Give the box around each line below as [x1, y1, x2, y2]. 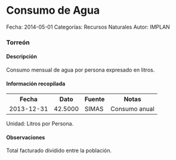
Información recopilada [6, 80, 66, 87]
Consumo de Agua [6, 4, 100, 17]
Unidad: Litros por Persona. [6, 120, 74, 127]
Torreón [6, 38, 30, 47]
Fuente [84, 95, 105, 103]
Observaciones [6, 134, 45, 141]
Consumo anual [110, 105, 155, 113]
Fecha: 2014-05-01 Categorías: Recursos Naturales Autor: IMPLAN [6, 23, 170, 30]
